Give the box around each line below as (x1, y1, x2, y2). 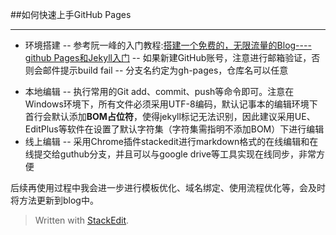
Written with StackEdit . (34, 214, 130, 226)
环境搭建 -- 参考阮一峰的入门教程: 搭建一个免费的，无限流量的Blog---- (24, 39, 312, 51)
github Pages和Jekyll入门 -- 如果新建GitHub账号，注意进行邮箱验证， (24, 52, 312, 63)
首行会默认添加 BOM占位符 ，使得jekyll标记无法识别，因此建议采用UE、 (24, 111, 316, 122)
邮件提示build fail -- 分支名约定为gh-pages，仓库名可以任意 (42, 64, 289, 76)
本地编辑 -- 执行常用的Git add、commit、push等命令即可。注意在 (24, 86, 295, 97)
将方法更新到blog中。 (10, 194, 99, 206)
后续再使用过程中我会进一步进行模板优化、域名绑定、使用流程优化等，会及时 (10, 182, 326, 193)
